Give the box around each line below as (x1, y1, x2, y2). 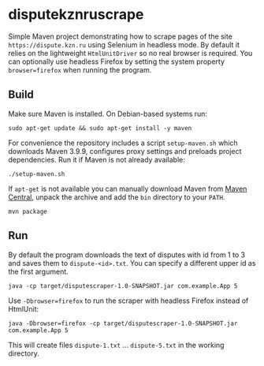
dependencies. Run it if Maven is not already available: (8, 155, 185, 164)
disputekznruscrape (8, 6, 144, 24)
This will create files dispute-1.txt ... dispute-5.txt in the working (8, 340, 225, 349)
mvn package (8, 207, 47, 215)
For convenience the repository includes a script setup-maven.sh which (8, 138, 238, 148)
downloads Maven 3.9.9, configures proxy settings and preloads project (8, 146, 242, 155)
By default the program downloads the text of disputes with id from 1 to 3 (8, 250, 246, 260)
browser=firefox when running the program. (8, 65, 152, 74)
